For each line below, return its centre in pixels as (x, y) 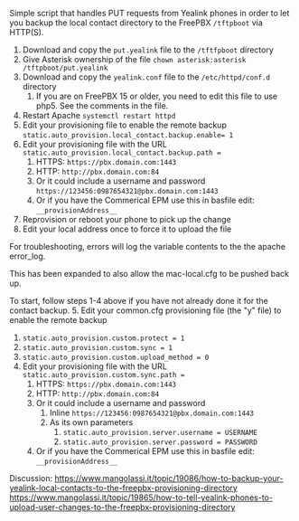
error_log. (28, 256)
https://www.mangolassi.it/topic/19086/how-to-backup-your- (168, 478)
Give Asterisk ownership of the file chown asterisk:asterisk (134, 59)
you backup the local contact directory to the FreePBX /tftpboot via (136, 23)
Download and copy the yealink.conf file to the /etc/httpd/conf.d (146, 77)
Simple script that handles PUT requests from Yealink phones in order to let (149, 13)
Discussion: (31, 478)
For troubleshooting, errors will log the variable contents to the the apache (148, 246)
